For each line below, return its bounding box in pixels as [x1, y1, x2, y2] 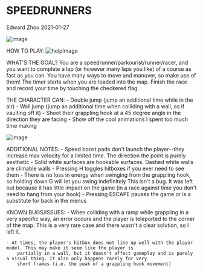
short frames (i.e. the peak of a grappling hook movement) [17, 261, 172, 267]
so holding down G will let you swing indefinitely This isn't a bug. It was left [6, 177, 193, 185]
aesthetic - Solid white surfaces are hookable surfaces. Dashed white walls [6, 158, 194, 165]
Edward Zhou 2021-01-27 [6, 24, 69, 31]
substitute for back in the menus [6, 197, 87, 204]
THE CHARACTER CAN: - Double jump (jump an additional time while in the [6, 96, 193, 104]
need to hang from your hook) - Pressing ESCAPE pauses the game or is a [6, 190, 192, 197]
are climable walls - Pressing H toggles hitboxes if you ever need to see [6, 165, 184, 172]
